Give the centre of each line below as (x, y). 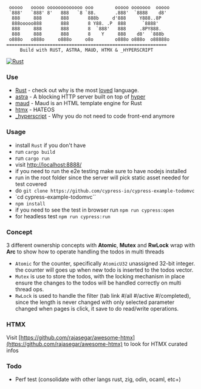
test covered (31, 184)
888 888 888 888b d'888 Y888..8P (87, 18)
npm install (30, 204)
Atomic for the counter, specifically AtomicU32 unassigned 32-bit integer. (105, 263)
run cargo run (32, 158)
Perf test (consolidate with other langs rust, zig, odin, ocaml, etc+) (98, 379)
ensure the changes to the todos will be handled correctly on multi (98, 283)
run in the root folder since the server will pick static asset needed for (102, 177)
